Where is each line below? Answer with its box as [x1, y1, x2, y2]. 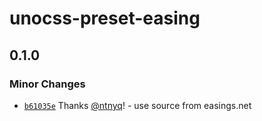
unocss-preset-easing [9, 7, 201, 30]
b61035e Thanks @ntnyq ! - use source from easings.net [23, 99, 252, 111]
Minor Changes [9, 77, 86, 91]
